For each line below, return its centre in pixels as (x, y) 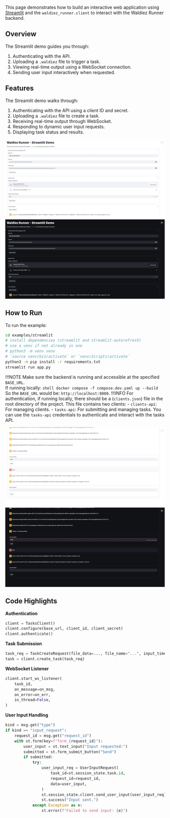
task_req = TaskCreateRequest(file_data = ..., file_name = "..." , (73, 654)
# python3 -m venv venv (30, 351)
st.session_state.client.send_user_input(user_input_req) (104, 795)
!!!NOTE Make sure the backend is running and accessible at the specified (82, 377)
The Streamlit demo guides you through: (47, 46)
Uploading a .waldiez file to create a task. (56, 116)
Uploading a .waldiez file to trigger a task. (56, 61)
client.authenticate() (29, 634)
